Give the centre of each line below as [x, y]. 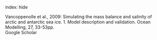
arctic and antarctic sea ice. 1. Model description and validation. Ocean [78, 22]
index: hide [17, 7]
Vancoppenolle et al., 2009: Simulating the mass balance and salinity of [78, 17]
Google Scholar [21, 32]
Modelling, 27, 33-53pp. [30, 27]
